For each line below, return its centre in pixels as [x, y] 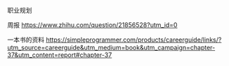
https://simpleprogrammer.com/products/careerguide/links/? [133, 40]
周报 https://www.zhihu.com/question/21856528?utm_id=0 [92, 25]
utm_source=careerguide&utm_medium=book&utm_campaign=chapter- [111, 48]
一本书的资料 [26, 40]
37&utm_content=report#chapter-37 [60, 55]
